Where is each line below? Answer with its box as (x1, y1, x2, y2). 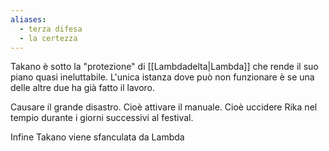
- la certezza (19, 33, 78, 43)
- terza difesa (19, 24, 83, 34)
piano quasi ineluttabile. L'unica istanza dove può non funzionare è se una (10, 71, 315, 83)
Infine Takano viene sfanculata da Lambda (10, 131, 185, 143)
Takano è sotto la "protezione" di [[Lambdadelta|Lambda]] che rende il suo (10, 61, 319, 73)
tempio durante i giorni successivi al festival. (10, 112, 194, 124)
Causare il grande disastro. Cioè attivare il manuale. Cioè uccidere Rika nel (10, 101, 318, 113)
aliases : (10, 14, 47, 25)
